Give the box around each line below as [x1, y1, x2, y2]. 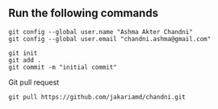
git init [8, 48, 38, 57]
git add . [8, 56, 42, 64]
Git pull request [8, 77, 60, 87]
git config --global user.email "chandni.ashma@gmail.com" [8, 35, 212, 43]
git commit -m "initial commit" [8, 63, 117, 71]
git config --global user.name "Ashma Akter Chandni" [8, 27, 194, 36]
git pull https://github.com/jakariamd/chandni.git [8, 93, 186, 101]
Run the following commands [8, 6, 159, 20]
